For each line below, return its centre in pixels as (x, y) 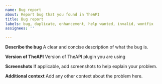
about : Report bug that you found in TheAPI (52, 14)
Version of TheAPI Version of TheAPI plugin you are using (65, 57)
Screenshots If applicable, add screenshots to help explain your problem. (81, 66)
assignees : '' (20, 28)
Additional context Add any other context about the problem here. (74, 76)
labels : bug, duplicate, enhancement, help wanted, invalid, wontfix (79, 24)
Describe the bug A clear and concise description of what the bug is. (77, 47)
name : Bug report (23, 10)
